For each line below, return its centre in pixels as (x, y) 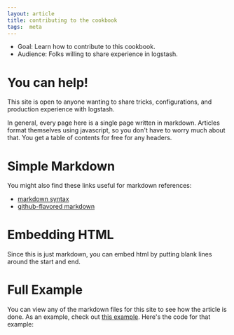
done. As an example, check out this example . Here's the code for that (109, 317)
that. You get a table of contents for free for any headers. (90, 138)
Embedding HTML (61, 235)
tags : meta (25, 27)
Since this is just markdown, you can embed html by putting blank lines (110, 254)
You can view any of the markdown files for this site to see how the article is (117, 310)
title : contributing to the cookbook (62, 20)
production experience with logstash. (61, 109)
